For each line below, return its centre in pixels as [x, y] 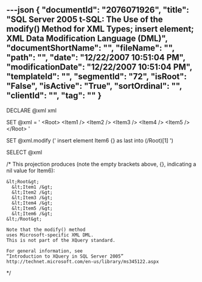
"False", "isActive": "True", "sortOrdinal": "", [94, 86]
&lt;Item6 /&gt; [32, 213]
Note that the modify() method [46, 230]
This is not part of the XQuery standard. [61, 240]
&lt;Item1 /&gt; [32, 187]
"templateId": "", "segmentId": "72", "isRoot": [97, 76]
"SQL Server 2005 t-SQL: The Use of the [85, 20]
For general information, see [45, 251]
